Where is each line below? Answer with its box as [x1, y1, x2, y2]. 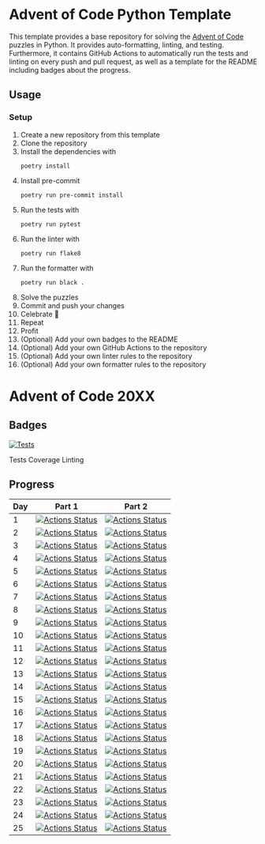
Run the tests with [20, 205, 80, 214]
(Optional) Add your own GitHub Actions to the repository [20, 342, 207, 352]
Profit [20, 326, 39, 335]
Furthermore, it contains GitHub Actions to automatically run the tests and [9, 48, 248, 58]
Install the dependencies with [20, 146, 117, 156]
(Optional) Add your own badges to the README [20, 334, 178, 344]
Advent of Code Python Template [9, 6, 232, 24]
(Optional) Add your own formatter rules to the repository [20, 360, 207, 369]
